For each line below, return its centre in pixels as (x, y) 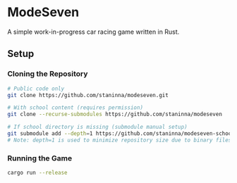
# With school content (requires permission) (75, 108)
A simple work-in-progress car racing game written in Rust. (93, 32)
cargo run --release (38, 173)
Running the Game (40, 158)
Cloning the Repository (48, 74)
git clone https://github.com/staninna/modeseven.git (88, 95)
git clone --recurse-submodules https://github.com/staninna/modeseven (115, 114)
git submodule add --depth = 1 (50, 134)
